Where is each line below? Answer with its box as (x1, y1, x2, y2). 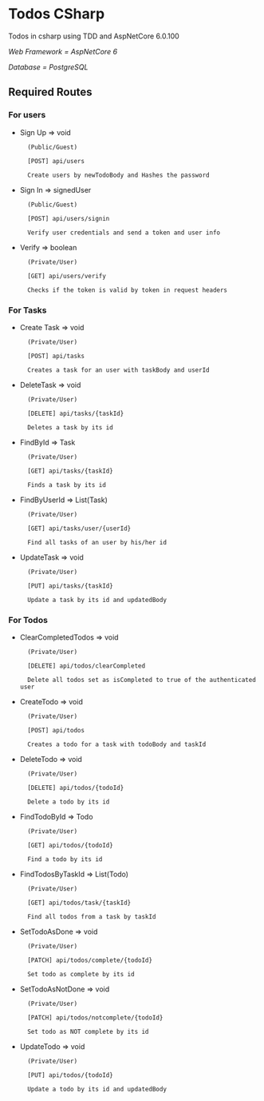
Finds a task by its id (27, 481, 106, 489)
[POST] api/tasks (27, 352, 85, 360)
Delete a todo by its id (27, 798, 110, 806)
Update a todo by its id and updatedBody (27, 1085, 167, 1094)
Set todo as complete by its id (27, 971, 135, 979)
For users (8, 110, 46, 121)
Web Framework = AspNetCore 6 (8, 46, 118, 56)
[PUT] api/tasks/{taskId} (27, 581, 113, 590)
